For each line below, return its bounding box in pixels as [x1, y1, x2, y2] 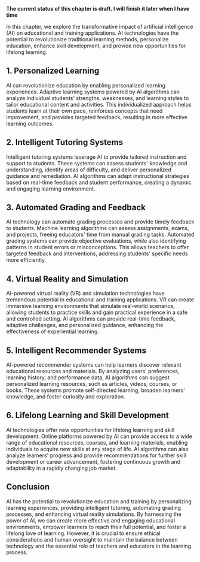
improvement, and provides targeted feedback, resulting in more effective [6, 113, 188, 120]
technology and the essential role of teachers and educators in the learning [6, 542, 192, 549]
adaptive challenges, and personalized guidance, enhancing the [6, 322, 164, 329]
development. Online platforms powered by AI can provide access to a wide [6, 433, 193, 440]
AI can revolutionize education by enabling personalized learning [6, 81, 166, 89]
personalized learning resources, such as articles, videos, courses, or [6, 380, 177, 388]
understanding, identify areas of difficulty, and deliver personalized [6, 166, 171, 173]
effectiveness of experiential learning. [6, 328, 100, 335]
